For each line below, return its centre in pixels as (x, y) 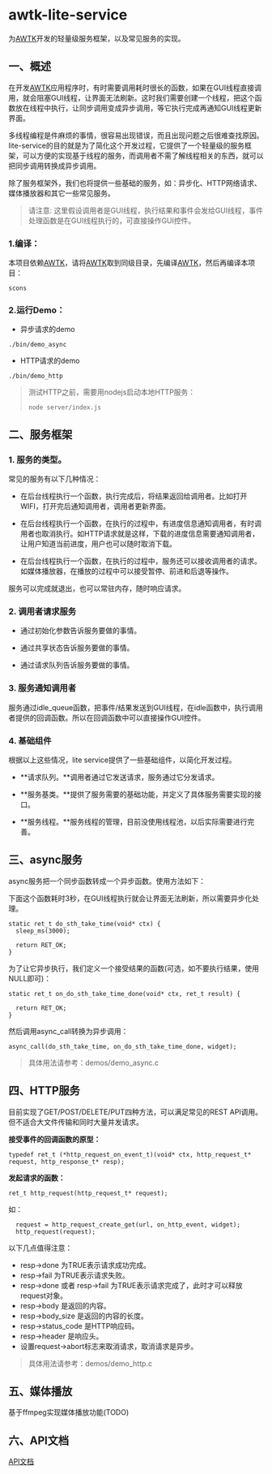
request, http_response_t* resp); (67, 1162)
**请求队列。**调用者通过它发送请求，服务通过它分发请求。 (119, 777)
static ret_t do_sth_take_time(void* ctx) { (85, 924)
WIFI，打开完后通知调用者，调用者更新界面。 (95, 506)
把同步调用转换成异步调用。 (55, 166)
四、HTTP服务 (45, 1090)
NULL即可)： (30, 978)
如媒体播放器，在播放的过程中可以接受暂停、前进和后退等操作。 (126, 571)
